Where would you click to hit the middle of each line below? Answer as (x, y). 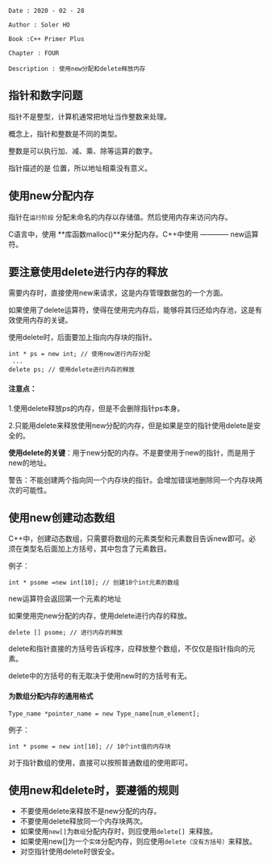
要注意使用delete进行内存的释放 (88, 273)
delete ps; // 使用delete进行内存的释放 (72, 370)
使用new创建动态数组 (62, 518)
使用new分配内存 (51, 196)
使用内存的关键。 (44, 320)
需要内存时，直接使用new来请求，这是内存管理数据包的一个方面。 (118, 293)
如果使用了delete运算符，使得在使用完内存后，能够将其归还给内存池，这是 (132, 310)
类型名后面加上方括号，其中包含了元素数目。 (96, 549)
